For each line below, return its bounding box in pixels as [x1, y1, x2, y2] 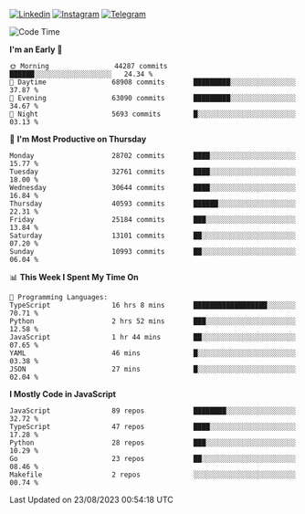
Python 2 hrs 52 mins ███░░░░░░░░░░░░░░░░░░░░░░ [9, 317, 297, 326]
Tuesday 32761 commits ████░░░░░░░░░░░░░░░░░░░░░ [9, 167, 297, 176]
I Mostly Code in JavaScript [9, 389, 117, 399]
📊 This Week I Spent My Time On [9, 272, 139, 282]
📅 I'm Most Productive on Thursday [9, 133, 147, 144]
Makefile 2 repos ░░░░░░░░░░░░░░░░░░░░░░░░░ [9, 470, 297, 479]
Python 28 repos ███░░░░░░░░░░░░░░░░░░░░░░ [9, 438, 297, 447]
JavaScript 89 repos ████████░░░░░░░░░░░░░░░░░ [9, 406, 297, 415]
